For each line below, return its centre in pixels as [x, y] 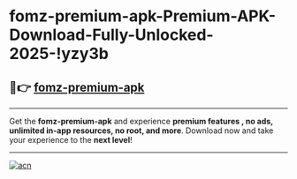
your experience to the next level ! [71, 140]
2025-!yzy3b [59, 54]
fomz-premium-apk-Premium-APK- [143, 16]
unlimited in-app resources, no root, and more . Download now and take [141, 131]
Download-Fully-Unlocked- [111, 35]
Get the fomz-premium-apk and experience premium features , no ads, [141, 121]
